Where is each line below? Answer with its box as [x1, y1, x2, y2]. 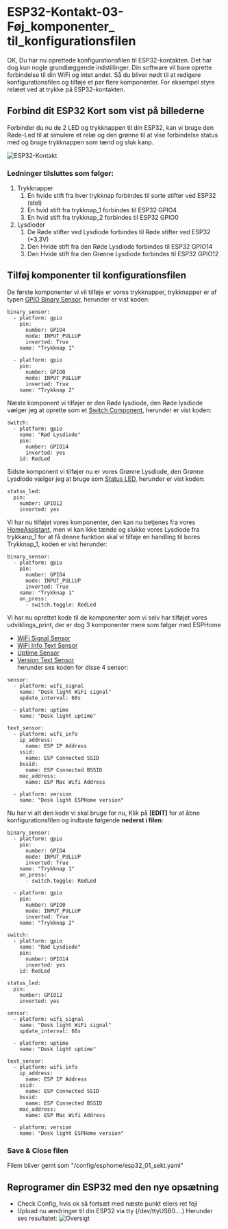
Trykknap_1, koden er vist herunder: [7, 540, 107, 548]
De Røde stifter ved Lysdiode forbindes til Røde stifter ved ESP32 [27, 228, 211, 236]
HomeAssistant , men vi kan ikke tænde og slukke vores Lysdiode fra [7, 525, 200, 533]
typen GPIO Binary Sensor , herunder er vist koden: [7, 295, 150, 303]
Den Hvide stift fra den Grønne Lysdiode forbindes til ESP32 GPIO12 [27, 250, 219, 258]
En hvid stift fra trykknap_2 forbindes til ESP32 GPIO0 [27, 214, 179, 222]
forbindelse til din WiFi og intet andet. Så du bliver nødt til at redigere [7, 70, 201, 79]
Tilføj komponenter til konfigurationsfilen [7, 269, 187, 282]
